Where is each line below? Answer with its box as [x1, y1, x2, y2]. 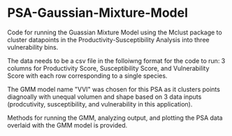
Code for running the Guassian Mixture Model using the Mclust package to [7, 28, 222, 36]
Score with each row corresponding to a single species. [7, 72, 168, 80]
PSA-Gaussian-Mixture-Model [7, 5, 189, 21]
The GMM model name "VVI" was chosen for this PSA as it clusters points [7, 85, 220, 93]
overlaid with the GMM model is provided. [7, 121, 128, 129]
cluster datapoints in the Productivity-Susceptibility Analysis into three [7, 35, 210, 43]
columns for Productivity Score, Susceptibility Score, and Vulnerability [7, 64, 210, 72]
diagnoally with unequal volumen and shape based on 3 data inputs [7, 93, 202, 101]
